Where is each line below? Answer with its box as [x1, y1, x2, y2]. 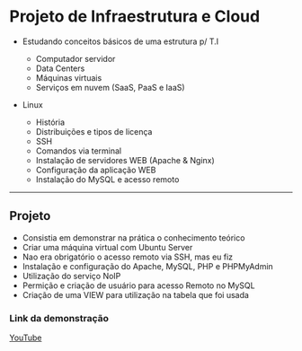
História [35, 117, 66, 127]
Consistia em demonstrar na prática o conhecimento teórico [22, 232, 245, 243]
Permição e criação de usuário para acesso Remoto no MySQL [22, 280, 255, 291]
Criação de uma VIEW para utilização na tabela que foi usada [22, 289, 250, 300]
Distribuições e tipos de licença [35, 126, 153, 136]
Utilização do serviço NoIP [22, 270, 121, 281]
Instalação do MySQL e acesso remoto [35, 173, 180, 185]
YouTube [9, 332, 42, 343]
